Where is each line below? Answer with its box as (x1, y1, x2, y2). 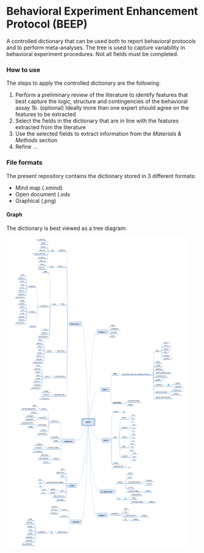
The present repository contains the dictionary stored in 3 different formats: (6, 172, 196, 179)
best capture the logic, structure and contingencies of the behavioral (15, 98, 188, 105)
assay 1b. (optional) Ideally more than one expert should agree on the (15, 104, 189, 112)
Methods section (15, 137, 58, 144)
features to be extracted (15, 111, 76, 118)
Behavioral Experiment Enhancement (6, 4, 199, 18)
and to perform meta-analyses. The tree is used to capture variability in (6, 44, 186, 51)
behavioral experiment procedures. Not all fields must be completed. (6, 50, 178, 57)
